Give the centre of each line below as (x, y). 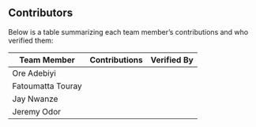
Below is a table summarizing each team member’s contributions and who (128, 32)
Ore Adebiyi (34, 73)
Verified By (172, 60)
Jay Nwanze (35, 99)
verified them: (31, 40)
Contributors (41, 13)
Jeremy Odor (37, 111)
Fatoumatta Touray (47, 86)
